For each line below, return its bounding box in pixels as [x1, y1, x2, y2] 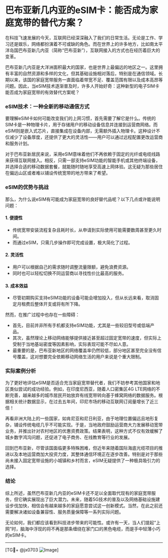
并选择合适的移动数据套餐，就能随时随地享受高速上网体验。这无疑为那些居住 [5, 164, 163, 170]
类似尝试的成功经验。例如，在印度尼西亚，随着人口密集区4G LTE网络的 [9, 386, 156, 392]
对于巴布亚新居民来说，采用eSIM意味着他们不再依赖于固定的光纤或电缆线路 [5, 151, 160, 157]
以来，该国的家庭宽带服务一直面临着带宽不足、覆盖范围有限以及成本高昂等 [9, 76, 163, 83]
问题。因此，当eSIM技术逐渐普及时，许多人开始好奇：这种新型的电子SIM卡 [5, 83, 159, 89]
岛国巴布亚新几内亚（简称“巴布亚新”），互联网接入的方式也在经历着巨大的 [9, 47, 160, 53]
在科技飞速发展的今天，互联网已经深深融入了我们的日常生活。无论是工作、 [5, 35, 158, 41]
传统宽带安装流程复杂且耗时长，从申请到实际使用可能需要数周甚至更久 [12, 227, 157, 233]
